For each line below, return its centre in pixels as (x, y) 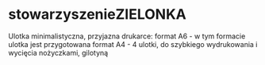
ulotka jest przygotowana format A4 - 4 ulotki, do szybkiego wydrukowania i (133, 44)
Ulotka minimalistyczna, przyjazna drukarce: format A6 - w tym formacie (127, 36)
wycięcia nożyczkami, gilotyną (58, 52)
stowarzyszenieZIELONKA (97, 14)
